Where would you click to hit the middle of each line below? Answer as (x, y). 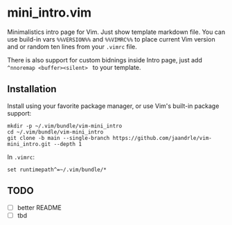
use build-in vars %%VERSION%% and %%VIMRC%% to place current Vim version (111, 39)
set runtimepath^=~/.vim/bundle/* (57, 170)
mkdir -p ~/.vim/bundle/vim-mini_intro (65, 126)
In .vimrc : (21, 156)
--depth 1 (68, 144)
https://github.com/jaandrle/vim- (162, 138)
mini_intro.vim (50, 13)
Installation (32, 89)
